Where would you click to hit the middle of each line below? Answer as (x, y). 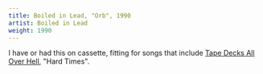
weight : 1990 (30, 30)
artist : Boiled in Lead (48, 23)
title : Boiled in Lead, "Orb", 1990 (70, 16)
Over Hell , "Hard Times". (49, 61)
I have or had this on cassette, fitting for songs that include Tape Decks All (131, 53)
